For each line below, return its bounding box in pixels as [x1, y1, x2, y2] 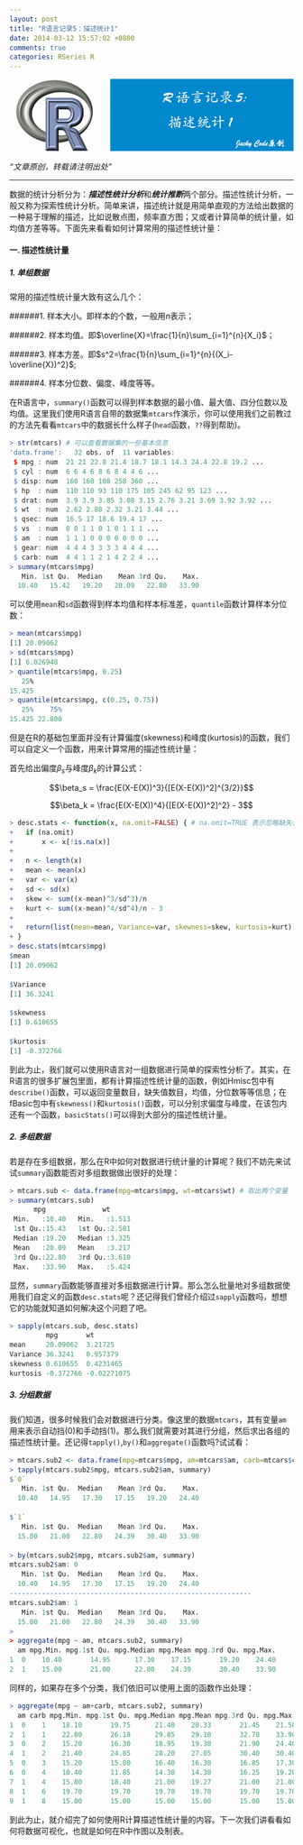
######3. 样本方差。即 [9, 349, 96, 360]
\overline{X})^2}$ [9, 359, 75, 370]
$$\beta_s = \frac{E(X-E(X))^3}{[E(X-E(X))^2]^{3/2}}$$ [49, 782, 254, 793]
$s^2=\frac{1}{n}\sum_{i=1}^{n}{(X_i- [96, 349, 234, 360]
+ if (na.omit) [9, 828, 75, 837]
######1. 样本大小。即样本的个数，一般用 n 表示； [9, 311, 195, 322]
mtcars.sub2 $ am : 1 [9, 1598, 78, 1607]
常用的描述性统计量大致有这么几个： [9, 291, 144, 302]
